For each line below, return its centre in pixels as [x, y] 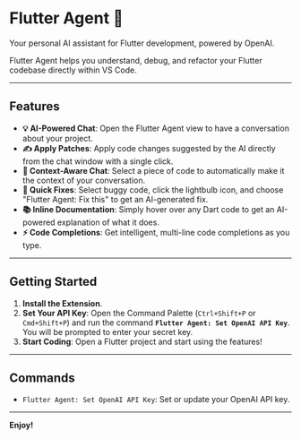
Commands [43, 378]
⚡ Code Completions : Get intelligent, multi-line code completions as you [156, 232]
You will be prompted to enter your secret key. [107, 331]
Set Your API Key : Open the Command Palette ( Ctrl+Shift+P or [139, 313]
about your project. [58, 138]
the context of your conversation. [84, 180]
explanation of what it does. [108, 222]
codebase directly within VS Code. [73, 70]
